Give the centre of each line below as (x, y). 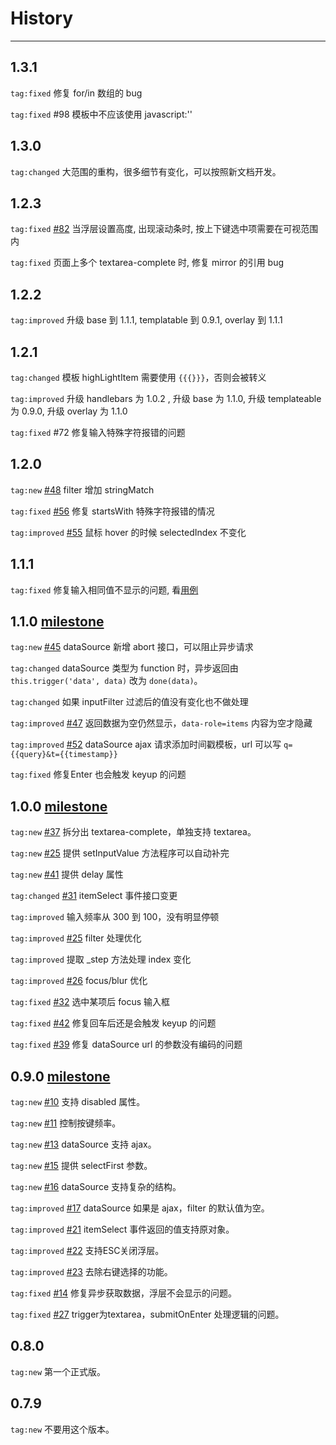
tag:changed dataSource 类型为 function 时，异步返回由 (124, 668)
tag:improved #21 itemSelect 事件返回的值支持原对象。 (122, 1229)
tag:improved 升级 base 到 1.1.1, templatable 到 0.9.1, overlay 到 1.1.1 (146, 320)
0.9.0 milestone (60, 1076)
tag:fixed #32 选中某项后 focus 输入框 (90, 1002)
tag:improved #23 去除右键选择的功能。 (91, 1272)
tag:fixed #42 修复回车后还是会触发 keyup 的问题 (113, 1023)
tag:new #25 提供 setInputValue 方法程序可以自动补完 (120, 853)
